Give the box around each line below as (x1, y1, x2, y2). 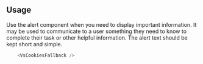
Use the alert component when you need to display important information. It (6, 21, 197, 28)
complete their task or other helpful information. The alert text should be (6, 34, 188, 41)
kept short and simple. (6, 40, 63, 48)
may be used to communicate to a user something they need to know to (6, 27, 187, 35)
